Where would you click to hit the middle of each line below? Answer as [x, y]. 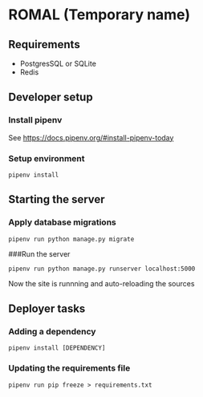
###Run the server [39, 253]
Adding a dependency [52, 331]
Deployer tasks [47, 309]
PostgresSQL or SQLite [58, 63]
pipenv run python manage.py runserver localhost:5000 [102, 269]
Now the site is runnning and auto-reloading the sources [101, 283]
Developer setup [51, 97]
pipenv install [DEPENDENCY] [57, 348]
